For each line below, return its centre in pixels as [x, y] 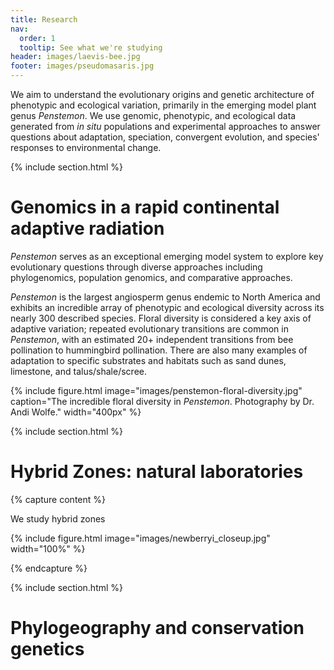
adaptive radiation [87, 228]
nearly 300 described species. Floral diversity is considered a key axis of [161, 318]
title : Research [44, 19]
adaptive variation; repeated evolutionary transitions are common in [149, 328]
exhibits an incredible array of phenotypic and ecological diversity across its [167, 307]
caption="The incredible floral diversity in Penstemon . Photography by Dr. [162, 401]
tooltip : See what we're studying [91, 47]
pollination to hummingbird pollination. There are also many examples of [159, 350]
